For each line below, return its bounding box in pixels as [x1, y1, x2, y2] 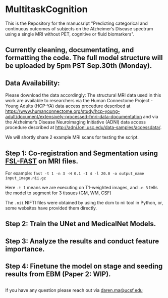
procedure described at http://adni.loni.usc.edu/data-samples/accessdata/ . [5, 124, 162, 131]
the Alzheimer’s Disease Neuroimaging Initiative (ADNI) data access [5, 119, 146, 125]
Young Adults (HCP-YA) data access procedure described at [5, 103, 131, 109]
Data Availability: [5, 78, 60, 87]
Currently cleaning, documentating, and [5, 46, 134, 54]
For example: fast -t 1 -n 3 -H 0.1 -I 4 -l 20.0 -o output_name [5, 170, 144, 176]
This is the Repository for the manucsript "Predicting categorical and [5, 20, 148, 26]
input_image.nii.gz [5, 176, 46, 181]
